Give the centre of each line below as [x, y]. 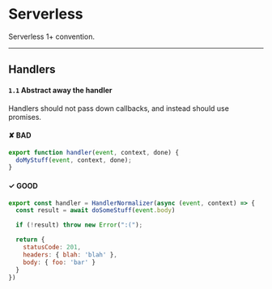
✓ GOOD [23, 185]
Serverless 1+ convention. [52, 36]
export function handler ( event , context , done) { [94, 152]
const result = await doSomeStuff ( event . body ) [96, 210]
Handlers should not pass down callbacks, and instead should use [119, 108]
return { [30, 240]
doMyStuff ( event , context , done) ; [74, 160]
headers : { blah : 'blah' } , [70, 255]
